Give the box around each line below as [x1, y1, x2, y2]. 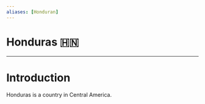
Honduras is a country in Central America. [6, 91, 112, 98]
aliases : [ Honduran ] [6, 9, 59, 15]
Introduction [6, 71, 71, 85]
